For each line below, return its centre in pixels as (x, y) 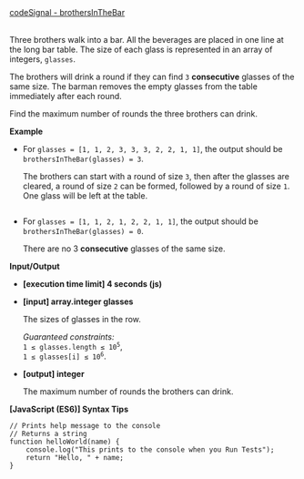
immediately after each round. (66, 96)
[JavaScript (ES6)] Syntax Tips (69, 409)
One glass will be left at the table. (85, 196)
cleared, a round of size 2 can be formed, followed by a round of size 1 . (156, 186)
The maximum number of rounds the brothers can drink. (128, 392)
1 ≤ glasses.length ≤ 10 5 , (72, 347)
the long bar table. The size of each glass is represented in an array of (141, 49)
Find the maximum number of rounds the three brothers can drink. (133, 114)
